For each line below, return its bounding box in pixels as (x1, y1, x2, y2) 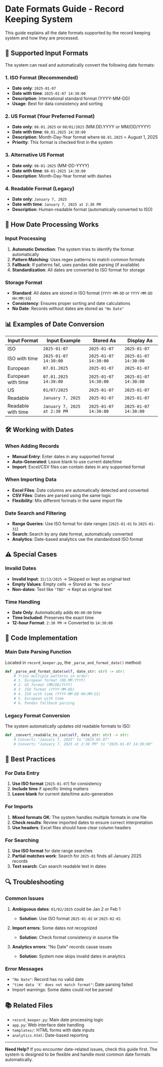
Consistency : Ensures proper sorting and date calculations (12, 300, 130, 306)
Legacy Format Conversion (5, 712, 70, 719)
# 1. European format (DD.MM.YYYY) (14, 678, 86, 683)
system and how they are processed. (5, 35, 79, 41)
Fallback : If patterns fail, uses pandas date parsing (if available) (12, 262, 140, 267)
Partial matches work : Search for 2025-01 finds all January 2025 (12, 853, 142, 859)
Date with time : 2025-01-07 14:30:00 (12, 90, 86, 96)
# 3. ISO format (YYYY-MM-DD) (14, 687, 75, 692)
